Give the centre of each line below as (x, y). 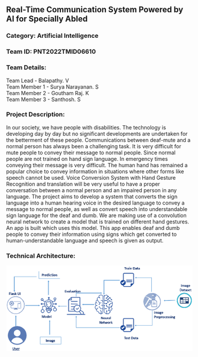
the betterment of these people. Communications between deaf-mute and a (98, 140)
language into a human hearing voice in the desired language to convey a (95, 203)
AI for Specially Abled (47, 19)
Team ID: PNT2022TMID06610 (51, 51)
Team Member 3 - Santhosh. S (43, 99)
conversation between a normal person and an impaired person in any (92, 190)
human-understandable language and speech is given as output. (85, 240)
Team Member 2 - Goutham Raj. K (48, 93)
